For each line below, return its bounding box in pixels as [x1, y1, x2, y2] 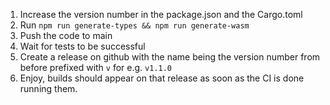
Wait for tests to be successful [19, 40, 146, 52]
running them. [19, 83, 78, 94]
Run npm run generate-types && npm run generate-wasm [19, 19, 250, 31]
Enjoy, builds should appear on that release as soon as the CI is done [19, 72, 305, 84]
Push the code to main [19, 30, 113, 41]
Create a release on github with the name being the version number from [19, 51, 321, 63]
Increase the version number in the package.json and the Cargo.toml [19, 9, 303, 20]
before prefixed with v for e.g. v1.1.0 [19, 62, 173, 73]
